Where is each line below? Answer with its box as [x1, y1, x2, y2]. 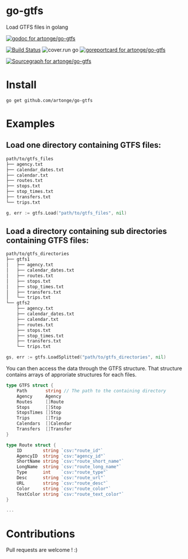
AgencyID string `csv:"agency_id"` [16, 453, 107, 459]
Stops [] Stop [16, 404, 61, 410]
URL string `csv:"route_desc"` [16, 480, 109, 486]
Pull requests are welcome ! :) [6, 547, 78, 554]
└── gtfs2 [6, 300, 30, 306]
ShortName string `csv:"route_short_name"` [16, 459, 125, 465]
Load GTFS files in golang [6, 23, 69, 31]
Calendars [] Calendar [16, 421, 72, 426]
